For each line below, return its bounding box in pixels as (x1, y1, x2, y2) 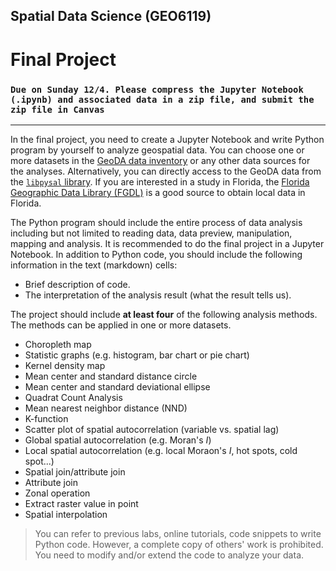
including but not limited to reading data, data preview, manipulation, (10, 227, 293, 239)
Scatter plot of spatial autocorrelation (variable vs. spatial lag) (24, 423, 280, 435)
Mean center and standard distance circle (24, 370, 198, 382)
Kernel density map (24, 359, 106, 371)
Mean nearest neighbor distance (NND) (24, 402, 188, 414)
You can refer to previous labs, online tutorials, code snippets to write (34, 527, 322, 539)
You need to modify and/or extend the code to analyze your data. (34, 549, 305, 561)
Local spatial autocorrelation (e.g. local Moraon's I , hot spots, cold (24, 444, 298, 456)
